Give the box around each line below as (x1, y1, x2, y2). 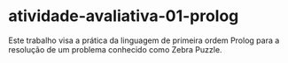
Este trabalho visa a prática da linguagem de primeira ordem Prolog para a (8, 35, 280, 45)
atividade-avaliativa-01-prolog (8, 6, 239, 26)
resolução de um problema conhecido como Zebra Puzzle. (8, 44, 222, 54)
